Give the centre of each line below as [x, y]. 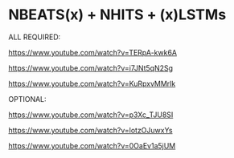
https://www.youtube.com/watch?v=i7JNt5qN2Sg [91, 68]
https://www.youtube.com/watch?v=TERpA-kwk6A [92, 52]
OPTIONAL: [27, 99]
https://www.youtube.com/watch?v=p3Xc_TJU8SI [91, 115]
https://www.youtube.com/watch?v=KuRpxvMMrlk [92, 83]
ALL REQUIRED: [35, 37]
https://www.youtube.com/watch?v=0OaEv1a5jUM [92, 145]
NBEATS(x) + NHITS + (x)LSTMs [117, 15]
